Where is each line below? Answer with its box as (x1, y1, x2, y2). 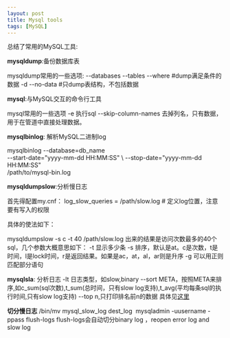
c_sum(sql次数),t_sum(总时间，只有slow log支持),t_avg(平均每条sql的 (21, 284, 216, 292)
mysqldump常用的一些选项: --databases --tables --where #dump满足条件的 (7, 71, 222, 80)
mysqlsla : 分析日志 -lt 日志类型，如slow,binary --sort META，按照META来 (7, 275, 216, 284)
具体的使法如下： (7, 221, 56, 229)
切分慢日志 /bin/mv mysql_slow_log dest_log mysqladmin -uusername (7, 307, 207, 315)
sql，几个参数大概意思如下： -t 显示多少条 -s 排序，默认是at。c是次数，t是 (7, 243, 218, 251)
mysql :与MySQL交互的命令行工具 (7, 95, 102, 103)
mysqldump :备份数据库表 (7, 57, 80, 65)
